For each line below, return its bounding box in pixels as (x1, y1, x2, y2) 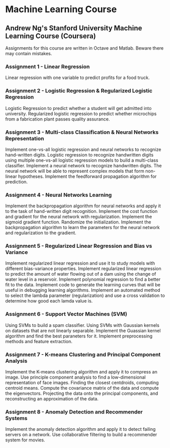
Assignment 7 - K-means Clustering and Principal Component (5, 351, 161, 358)
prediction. (5, 178, 28, 184)
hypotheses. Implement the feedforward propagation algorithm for (18, 173, 157, 179)
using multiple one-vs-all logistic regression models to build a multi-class (5, 157, 158, 163)
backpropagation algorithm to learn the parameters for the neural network (5, 225, 160, 231)
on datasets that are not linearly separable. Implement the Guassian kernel (5, 327, 161, 333)
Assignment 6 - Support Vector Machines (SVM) (5, 311, 127, 318)
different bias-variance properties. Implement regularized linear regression (5, 266, 161, 272)
